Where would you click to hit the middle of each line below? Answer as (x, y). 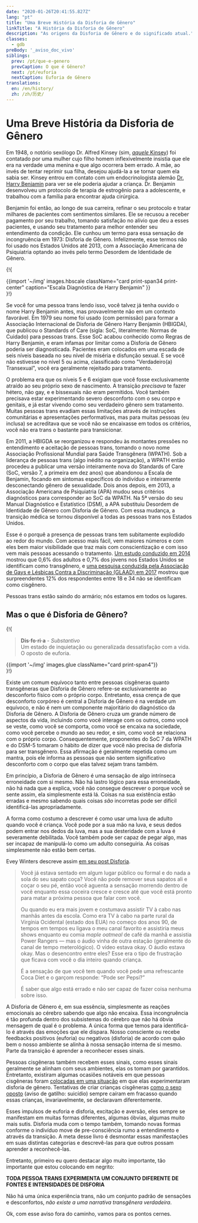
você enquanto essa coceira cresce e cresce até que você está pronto (106, 892)
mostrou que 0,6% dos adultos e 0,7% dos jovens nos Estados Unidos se (95, 559)
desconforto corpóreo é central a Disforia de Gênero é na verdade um (91, 701)
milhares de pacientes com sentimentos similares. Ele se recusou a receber (98, 214)
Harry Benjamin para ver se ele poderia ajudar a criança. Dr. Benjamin (91, 183)
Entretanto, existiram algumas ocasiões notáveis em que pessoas (85, 1074)
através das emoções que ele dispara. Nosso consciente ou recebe (98, 1032)
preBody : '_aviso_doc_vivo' (41, 50)
